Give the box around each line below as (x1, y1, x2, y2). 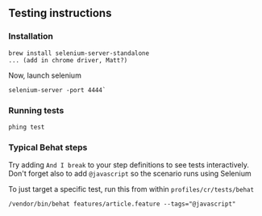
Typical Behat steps (8, 142, 88, 153)
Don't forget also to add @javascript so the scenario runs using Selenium (8, 169, 252, 179)
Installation (8, 31, 54, 42)
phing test (8, 123, 45, 131)
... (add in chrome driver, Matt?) (8, 56, 128, 64)
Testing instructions (8, 6, 112, 20)
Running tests (8, 104, 64, 116)
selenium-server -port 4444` (8, 86, 106, 94)
